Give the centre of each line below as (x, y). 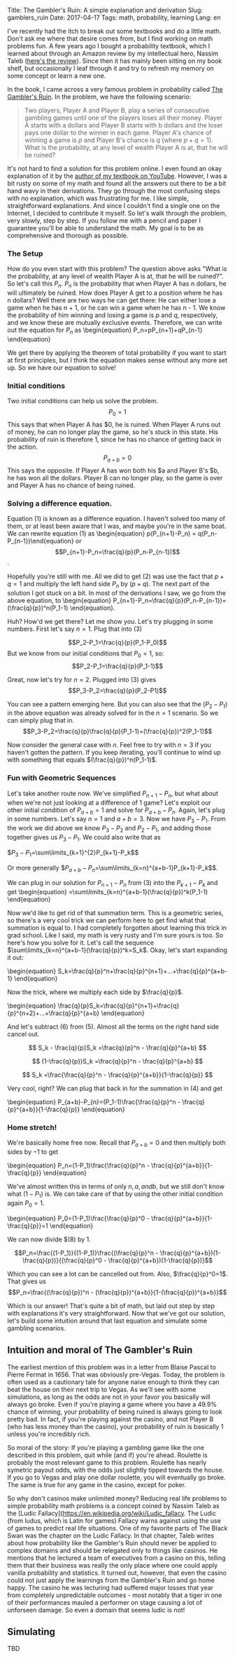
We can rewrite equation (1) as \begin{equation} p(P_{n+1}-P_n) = (102, 534)
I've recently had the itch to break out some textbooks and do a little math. (114, 31)
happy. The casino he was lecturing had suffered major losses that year (111, 1587)
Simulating (31, 1632)
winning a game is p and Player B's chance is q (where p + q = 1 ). (119, 140)
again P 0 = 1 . (26, 1204)
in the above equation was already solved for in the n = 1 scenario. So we (113, 713)
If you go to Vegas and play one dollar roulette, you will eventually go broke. (116, 1477)
